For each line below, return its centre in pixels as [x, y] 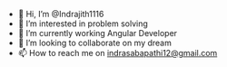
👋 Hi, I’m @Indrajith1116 [61, 14]
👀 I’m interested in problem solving [83, 24]
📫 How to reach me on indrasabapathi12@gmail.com [118, 53]
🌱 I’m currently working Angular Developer [98, 33]
